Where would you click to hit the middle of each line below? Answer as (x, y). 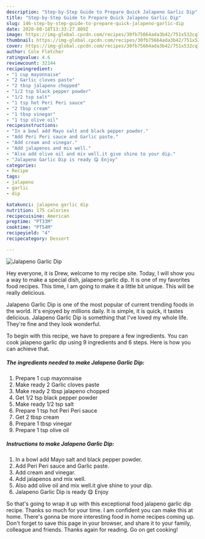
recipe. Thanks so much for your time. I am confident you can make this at (100, 510)
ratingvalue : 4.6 (28, 57)
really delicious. (26, 292)
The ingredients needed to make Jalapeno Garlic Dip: (75, 363)
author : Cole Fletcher (35, 52)
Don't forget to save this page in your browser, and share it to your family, (99, 523)
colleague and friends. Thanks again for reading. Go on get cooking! (92, 529)
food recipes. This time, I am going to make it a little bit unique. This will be (100, 286)
